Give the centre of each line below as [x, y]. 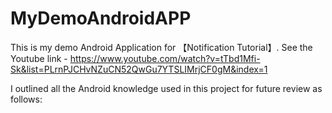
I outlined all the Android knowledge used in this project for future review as [166, 88]
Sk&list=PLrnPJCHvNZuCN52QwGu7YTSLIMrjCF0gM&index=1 [139, 69]
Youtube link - [39, 58]
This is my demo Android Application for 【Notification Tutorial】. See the [161, 47]
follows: [26, 99]
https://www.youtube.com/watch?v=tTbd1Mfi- [165, 58]
